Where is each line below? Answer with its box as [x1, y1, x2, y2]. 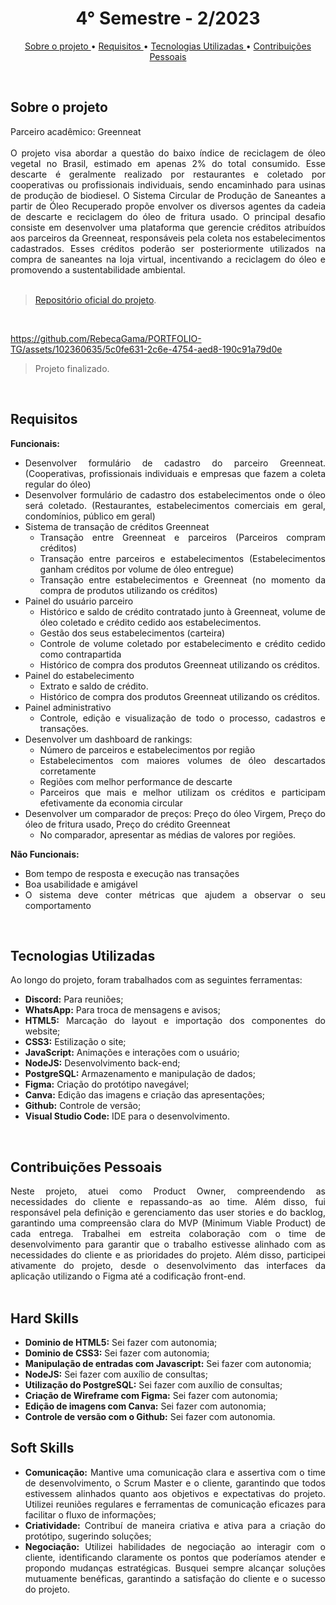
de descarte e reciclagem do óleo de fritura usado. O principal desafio [10, 210, 326, 222]
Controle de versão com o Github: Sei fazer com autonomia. [24, 1411, 276, 1422]
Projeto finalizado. [34, 362, 110, 374]
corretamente [39, 765, 97, 777]
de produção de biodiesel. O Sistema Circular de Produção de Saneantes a [10, 189, 326, 201]
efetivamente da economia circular [39, 797, 183, 809]
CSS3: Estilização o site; [24, 1036, 127, 1048]
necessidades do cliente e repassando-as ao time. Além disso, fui [10, 1196, 326, 1208]
